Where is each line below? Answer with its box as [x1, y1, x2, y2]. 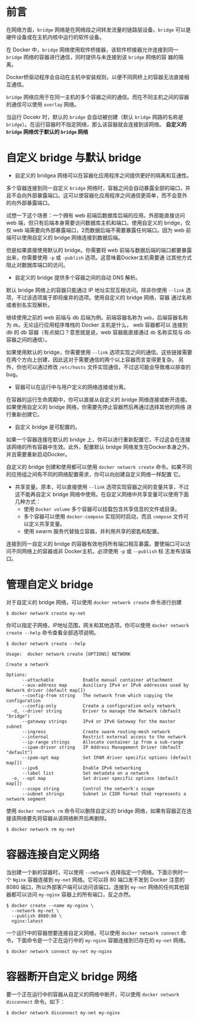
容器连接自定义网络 [6, 848, 100, 861]
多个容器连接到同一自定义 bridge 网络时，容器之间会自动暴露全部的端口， [6, 184, 186, 191]
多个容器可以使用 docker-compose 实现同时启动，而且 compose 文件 [23, 512, 184, 520]
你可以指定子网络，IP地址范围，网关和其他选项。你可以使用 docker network [6, 621, 189, 628]
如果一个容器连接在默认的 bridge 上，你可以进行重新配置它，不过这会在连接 [6, 436, 191, 443]
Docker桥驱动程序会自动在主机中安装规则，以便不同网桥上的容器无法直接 [6, 73, 184, 80]
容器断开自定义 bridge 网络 [6, 970, 138, 983]
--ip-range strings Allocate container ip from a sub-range [21, 739, 184, 745]
